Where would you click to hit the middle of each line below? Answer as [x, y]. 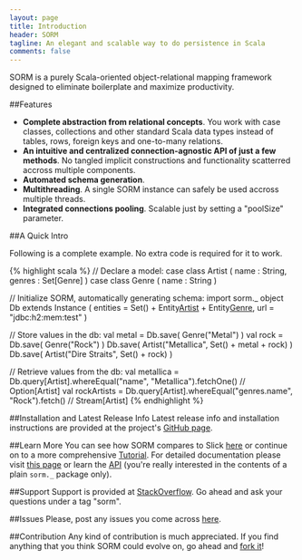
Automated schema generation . [83, 180]
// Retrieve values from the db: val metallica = [94, 372]
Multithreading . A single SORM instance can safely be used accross [151, 189]
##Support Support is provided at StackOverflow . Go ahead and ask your [146, 492]
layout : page [34, 18]
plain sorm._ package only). [61, 474]
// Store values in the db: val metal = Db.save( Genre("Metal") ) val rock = [146, 335]
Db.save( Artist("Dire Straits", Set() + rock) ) [91, 354]
